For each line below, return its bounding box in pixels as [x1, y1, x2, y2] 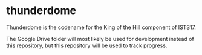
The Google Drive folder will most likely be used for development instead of [6, 35, 195, 42]
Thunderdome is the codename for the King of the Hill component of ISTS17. [6, 24, 197, 31]
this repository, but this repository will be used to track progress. [6, 42, 168, 49]
